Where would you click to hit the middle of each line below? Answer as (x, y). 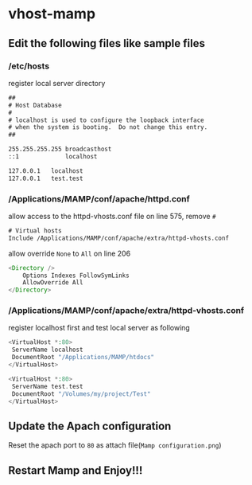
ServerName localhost (47, 350)
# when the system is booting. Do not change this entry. (108, 127)
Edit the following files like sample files (107, 43)
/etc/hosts (29, 66)
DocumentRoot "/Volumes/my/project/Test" (81, 394)
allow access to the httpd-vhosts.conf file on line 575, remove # (112, 216)
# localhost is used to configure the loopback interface (106, 120)
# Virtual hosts (35, 231)
